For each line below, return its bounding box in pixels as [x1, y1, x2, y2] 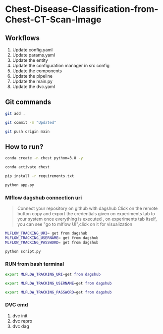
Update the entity [12, 57, 48, 63]
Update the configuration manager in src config [12, 63, 110, 68]
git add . [5, 111, 26, 116]
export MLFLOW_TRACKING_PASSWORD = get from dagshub [5, 289, 112, 295]
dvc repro [12, 318, 33, 324]
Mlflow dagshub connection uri [5, 194, 82, 201]
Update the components [12, 68, 62, 74]
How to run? [5, 143, 44, 151]
